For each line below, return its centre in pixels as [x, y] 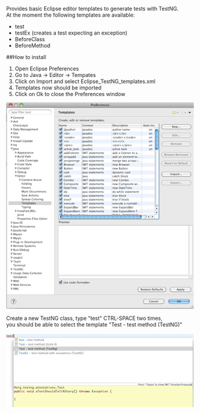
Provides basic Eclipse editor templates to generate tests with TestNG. [92, 9]
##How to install [26, 57]
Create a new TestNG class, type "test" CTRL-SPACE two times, [84, 318]
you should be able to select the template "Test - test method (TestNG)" [94, 324]
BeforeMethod [32, 45]
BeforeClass [30, 39]
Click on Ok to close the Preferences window [70, 94]
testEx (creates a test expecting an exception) [71, 33]
